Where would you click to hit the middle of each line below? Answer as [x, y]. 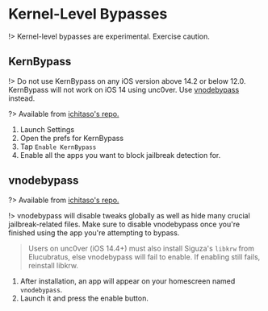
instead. [22, 98]
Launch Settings [47, 129]
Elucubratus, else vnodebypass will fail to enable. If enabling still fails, [144, 257]
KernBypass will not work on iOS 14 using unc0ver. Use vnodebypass [124, 89]
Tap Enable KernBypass [58, 147]
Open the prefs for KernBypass [71, 138]
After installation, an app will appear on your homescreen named [128, 281]
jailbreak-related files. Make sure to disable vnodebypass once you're [124, 224]
